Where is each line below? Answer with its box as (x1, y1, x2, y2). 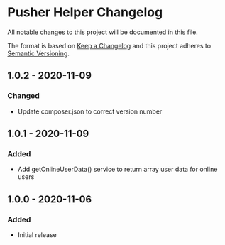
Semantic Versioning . (7, 49, 70, 58)
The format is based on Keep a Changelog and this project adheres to (7, 41, 212, 50)
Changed (7, 91, 40, 101)
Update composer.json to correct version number (17, 107, 163, 116)
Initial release (17, 231, 57, 239)
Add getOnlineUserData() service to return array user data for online (17, 165, 218, 174)
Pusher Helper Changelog (7, 4, 163, 21)
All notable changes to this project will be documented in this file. (7, 28, 199, 36)
